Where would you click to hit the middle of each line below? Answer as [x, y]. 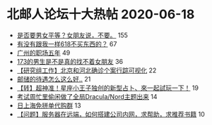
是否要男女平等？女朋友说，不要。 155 [72, 35]
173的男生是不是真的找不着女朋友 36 [70, 61]
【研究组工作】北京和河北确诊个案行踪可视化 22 [87, 70]
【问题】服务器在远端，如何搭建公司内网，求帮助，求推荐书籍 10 [111, 114]
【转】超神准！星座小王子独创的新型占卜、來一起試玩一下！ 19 [108, 88]
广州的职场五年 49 [43, 53]
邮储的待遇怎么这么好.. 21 [54, 79]
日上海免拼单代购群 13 [49, 105]
